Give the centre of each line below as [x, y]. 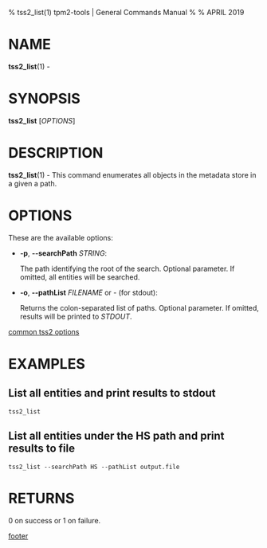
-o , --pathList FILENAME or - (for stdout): [88, 292]
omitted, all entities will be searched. [80, 277]
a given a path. [33, 183]
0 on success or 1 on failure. [55, 520]
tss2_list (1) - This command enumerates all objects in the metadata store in [132, 174]
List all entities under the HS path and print [116, 436]
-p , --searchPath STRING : [63, 253]
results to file [42, 449]
